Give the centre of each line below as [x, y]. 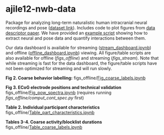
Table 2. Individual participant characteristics [53, 107]
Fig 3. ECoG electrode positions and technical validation [63, 87]
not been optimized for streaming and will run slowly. [59, 68]
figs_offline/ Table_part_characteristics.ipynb [50, 112]
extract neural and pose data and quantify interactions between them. [76, 38]
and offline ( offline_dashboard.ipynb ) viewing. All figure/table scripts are [78, 53]
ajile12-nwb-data [41, 9]
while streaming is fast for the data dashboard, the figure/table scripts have [81, 63]
